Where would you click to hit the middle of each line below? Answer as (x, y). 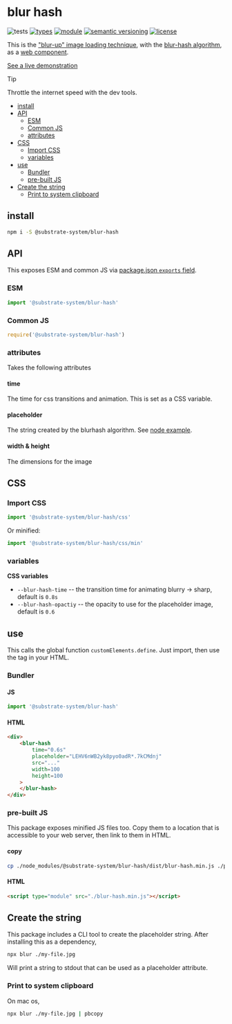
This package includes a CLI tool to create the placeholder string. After (108, 935)
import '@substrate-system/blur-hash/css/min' (75, 544)
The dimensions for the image (50, 461)
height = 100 (48, 776)
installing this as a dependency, (52, 942)
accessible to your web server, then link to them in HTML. (89, 835)
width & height (29, 446)
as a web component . (38, 52)
